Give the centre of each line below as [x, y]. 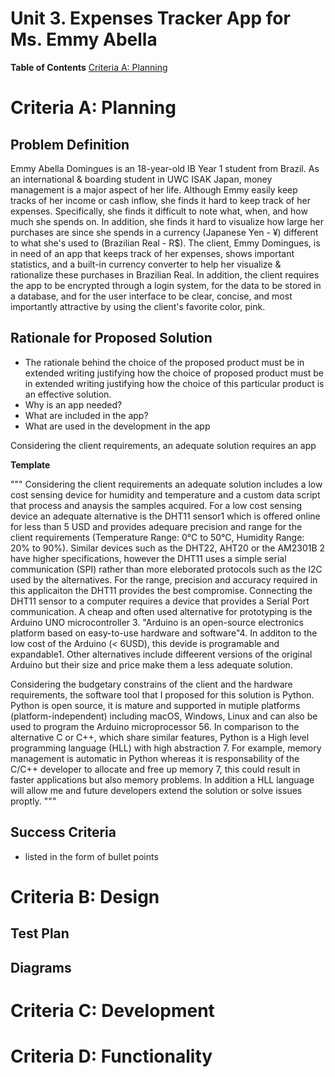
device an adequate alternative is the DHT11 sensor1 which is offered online [165, 516]
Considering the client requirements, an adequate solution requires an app [163, 445]
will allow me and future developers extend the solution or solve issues [156, 790]
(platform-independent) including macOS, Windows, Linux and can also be [164, 716]
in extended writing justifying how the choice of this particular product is [174, 383]
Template [30, 464]
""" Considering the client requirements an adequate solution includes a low [166, 484]
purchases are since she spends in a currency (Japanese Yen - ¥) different [164, 232]
